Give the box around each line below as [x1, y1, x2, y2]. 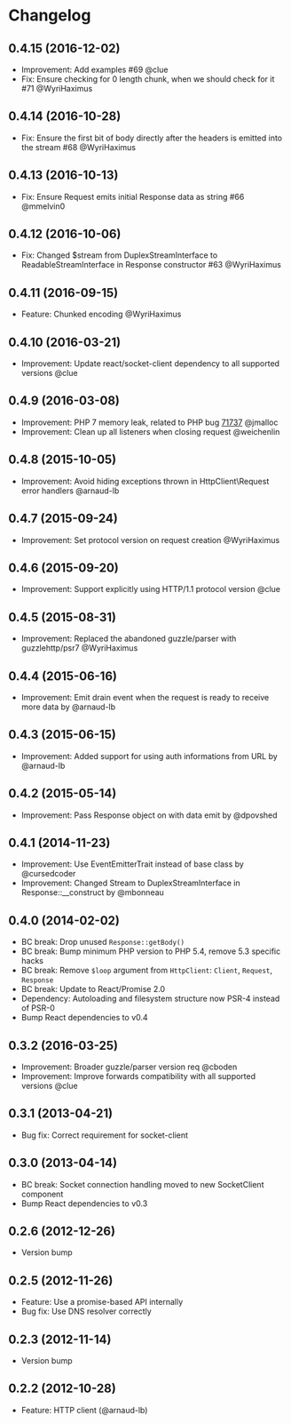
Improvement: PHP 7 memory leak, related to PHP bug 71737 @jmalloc [20, 417, 279, 428]
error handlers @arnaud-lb [20, 485, 120, 496]
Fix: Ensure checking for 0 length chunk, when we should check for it [20, 74, 275, 84]
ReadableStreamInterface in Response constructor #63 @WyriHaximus [20, 260, 281, 270]
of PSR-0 [20, 1003, 55, 1013]
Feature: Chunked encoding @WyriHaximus [20, 308, 182, 320]
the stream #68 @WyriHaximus [20, 141, 137, 152]
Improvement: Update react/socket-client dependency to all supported [20, 358, 280, 369]
